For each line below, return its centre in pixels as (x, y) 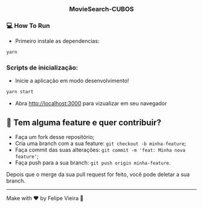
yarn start (20, 92)
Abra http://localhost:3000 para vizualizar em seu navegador (91, 103)
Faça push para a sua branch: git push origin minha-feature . (93, 163)
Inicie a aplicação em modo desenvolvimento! (72, 81)
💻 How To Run (28, 25)
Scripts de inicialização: (42, 68)
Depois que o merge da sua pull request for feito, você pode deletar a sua (98, 175)
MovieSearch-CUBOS (101, 9)
